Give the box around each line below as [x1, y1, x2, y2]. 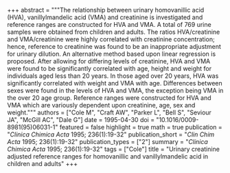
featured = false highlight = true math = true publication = [59, 123, 223, 131]
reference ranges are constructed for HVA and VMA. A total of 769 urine [7, 21, 211, 28]
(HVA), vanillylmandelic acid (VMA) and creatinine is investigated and [7, 13, 203, 21]
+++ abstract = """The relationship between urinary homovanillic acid [7, 6, 205, 14]
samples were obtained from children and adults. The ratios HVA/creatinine [7, 28, 220, 36]
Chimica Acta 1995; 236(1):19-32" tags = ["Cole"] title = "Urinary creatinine [7, 145, 220, 153]
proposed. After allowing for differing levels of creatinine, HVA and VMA [7, 57, 211, 65]
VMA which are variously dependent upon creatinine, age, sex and [7, 101, 196, 109]
